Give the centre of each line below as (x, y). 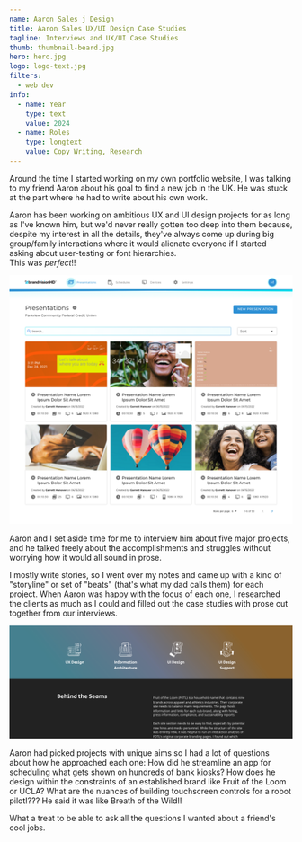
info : (19, 94)
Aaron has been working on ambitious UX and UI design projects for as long (150, 215)
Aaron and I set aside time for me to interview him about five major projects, (150, 538)
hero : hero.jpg (38, 57)
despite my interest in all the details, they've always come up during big (142, 234)
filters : (26, 76)
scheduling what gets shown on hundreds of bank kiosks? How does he (142, 772)
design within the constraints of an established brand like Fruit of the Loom (148, 781)
